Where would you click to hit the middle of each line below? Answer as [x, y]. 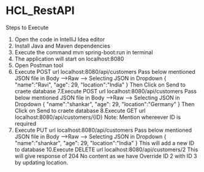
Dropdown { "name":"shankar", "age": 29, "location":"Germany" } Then [104, 104]
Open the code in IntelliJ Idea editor [60, 39]
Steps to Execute [27, 27]
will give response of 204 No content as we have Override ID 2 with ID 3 [106, 156]
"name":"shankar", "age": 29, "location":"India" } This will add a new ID [104, 143]
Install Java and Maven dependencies [62, 46]
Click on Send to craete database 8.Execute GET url [80, 110]
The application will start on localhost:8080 [69, 59]
